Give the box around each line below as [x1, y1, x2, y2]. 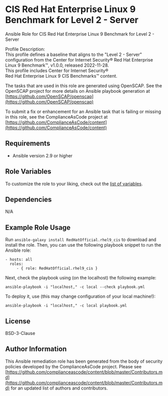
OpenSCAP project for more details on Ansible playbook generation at [5, 88, 150, 94]
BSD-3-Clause [5, 330, 35, 336]
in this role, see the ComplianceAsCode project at [5, 114, 108, 120]
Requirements [5, 139, 50, 148]
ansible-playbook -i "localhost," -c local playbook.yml [5, 303, 127, 308]
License [5, 317, 31, 325]
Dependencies [5, 195, 52, 204]
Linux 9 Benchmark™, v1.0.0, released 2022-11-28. [5, 62, 109, 68]
